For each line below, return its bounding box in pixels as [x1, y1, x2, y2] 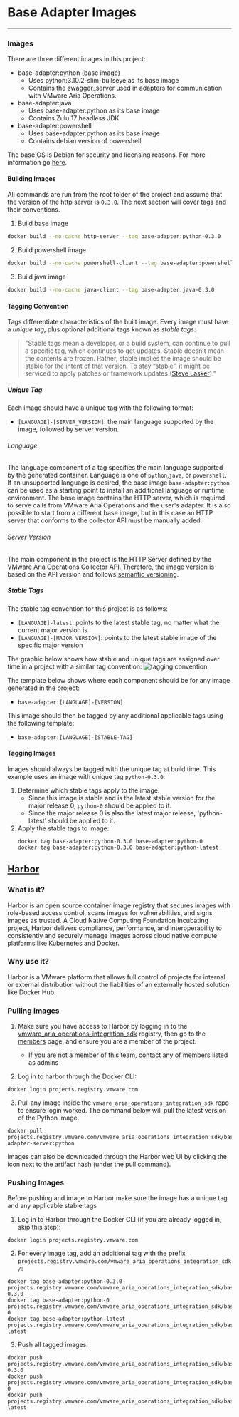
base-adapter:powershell [17, 122, 92, 130]
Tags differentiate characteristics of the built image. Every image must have [7, 318, 229, 326]
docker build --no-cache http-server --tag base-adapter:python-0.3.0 [7, 233, 221, 240]
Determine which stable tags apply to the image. [17, 785, 160, 795]
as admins [28, 1058, 59, 1067]
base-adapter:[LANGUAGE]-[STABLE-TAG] [17, 733, 133, 741]
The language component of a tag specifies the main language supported [7, 463, 223, 472]
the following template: [7, 718, 75, 727]
